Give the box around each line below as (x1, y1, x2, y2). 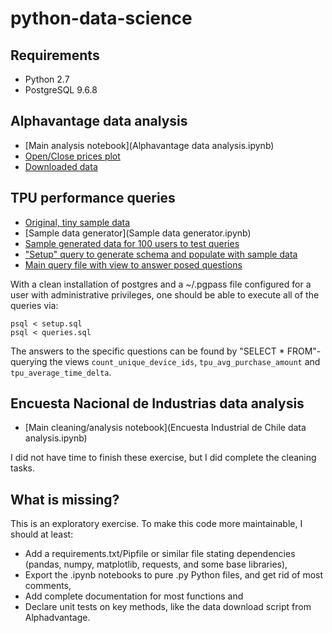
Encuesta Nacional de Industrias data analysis (10, 395, 305, 412)
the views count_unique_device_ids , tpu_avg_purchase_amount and (49, 355, 321, 367)
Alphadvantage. (24, 612, 91, 624)
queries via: (10, 299, 59, 311)
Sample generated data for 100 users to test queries (24, 237, 240, 249)
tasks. (10, 462, 36, 474)
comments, (24, 580, 72, 592)
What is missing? (10, 491, 120, 508)
